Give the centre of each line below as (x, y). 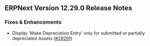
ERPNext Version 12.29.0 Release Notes (68, 8)
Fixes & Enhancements (33, 22)
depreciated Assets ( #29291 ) (42, 38)
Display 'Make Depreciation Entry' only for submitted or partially (79, 33)
